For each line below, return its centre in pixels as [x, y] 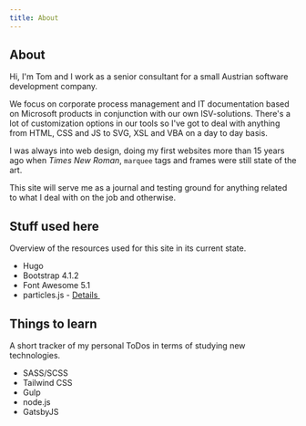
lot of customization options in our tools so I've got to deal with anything [145, 123]
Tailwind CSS [47, 383]
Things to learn [53, 323]
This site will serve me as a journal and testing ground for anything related [148, 188]
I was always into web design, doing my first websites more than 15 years [147, 151]
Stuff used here [55, 226]
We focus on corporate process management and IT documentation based [149, 104]
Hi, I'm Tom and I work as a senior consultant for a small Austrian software [149, 77]
